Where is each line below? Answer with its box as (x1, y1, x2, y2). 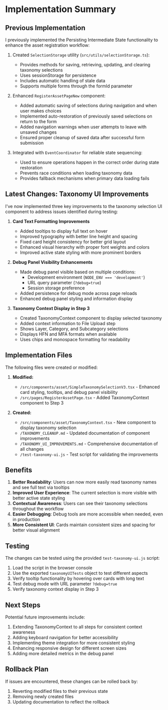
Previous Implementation (5, 24, 86, 32)
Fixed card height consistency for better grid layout (20, 239, 126, 245)
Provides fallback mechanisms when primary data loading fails (20, 175, 149, 181)
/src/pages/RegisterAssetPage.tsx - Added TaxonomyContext (20, 394, 149, 400)
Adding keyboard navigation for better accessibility (12, 635, 118, 641)
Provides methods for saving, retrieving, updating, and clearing (20, 62, 150, 67)
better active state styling (12, 495, 65, 501)
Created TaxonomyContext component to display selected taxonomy (20, 315, 162, 321)
